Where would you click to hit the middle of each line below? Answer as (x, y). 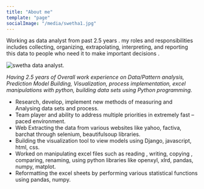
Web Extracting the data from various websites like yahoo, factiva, (98, 128)
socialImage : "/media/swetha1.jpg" (51, 23)
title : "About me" (30, 12)
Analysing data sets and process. (57, 109)
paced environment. (40, 121)
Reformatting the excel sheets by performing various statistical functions (106, 173)
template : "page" (28, 18)
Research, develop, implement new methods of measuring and (94, 102)
